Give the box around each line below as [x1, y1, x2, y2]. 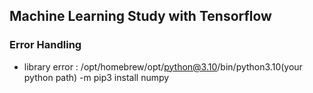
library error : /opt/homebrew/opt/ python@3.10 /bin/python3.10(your [23, 60, 303, 73]
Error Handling [9, 38, 82, 52]
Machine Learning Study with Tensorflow [9, 8, 272, 25]
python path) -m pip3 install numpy [23, 71, 170, 83]
